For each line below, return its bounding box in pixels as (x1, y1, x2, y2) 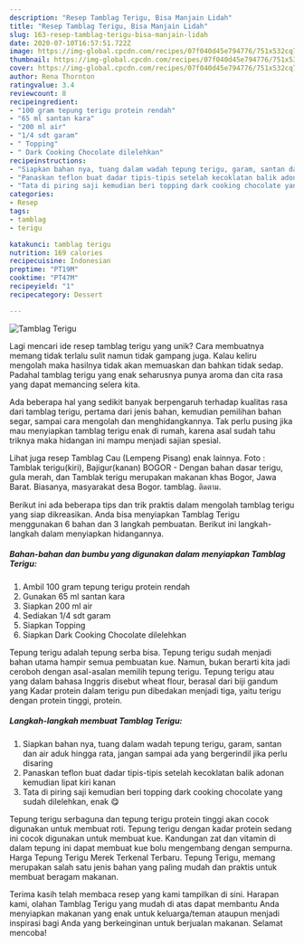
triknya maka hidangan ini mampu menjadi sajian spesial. (9, 435, 222, 446)
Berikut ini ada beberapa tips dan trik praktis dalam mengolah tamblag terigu (9, 499, 295, 510)
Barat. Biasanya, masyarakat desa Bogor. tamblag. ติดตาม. (9, 481, 222, 492)
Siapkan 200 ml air (22, 600, 93, 611)
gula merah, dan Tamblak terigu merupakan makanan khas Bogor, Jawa (9, 471, 277, 482)
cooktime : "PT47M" (9, 273, 79, 283)
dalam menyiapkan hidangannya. (40, 528, 165, 539)
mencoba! (9, 927, 47, 938)
